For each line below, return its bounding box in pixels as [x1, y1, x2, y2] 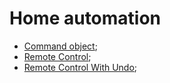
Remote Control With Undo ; [23, 61, 138, 73]
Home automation [9, 7, 162, 30]
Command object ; [23, 40, 98, 52]
